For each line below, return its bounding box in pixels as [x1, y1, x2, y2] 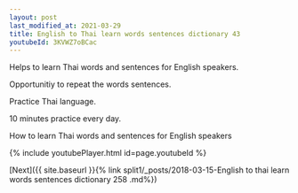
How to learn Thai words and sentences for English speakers [9, 130, 233, 142]
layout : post [9, 12, 58, 22]
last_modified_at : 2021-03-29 [9, 21, 122, 30]
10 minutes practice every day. [9, 113, 122, 124]
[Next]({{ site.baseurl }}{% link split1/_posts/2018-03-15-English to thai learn [9, 165, 290, 175]
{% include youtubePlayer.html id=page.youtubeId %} [9, 148, 207, 158]
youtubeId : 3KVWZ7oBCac [9, 37, 98, 47]
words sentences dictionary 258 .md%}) [9, 174, 157, 185]
